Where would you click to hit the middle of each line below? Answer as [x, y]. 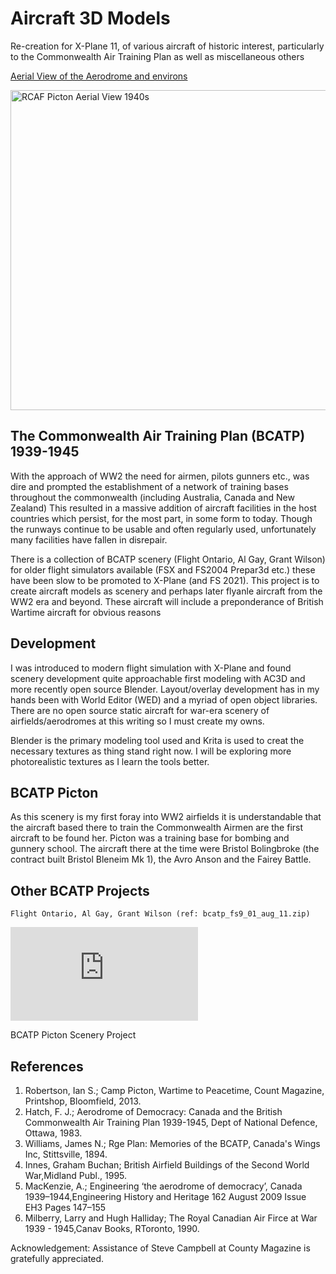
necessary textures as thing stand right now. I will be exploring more [151, 751]
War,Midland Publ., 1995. [76, 1175]
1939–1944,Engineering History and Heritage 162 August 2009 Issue [165, 1196]
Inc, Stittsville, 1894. [66, 1154]
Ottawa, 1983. [53, 1133]
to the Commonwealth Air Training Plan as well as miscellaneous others [157, 56]
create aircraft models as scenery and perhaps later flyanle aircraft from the [166, 591]
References [47, 1066]
